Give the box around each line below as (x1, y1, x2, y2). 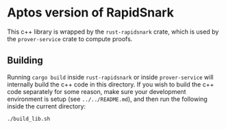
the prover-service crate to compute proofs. (7, 34, 133, 43)
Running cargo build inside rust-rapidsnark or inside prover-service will (7, 73, 214, 81)
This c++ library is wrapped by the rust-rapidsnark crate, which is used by (7, 27, 219, 36)
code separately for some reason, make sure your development (7, 87, 186, 95)
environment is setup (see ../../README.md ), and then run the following (7, 95, 208, 103)
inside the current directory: (7, 102, 86, 110)
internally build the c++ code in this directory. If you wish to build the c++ (7, 80, 214, 89)
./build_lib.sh (7, 115, 51, 122)
